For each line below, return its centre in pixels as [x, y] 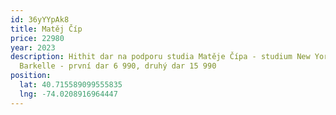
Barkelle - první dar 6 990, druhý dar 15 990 [118, 66]
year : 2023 [33, 47]
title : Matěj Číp [46, 29]
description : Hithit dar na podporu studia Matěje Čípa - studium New [160, 57]
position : [31, 76]
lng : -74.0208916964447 [68, 94]
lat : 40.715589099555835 [71, 85]
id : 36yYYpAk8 [40, 19]
